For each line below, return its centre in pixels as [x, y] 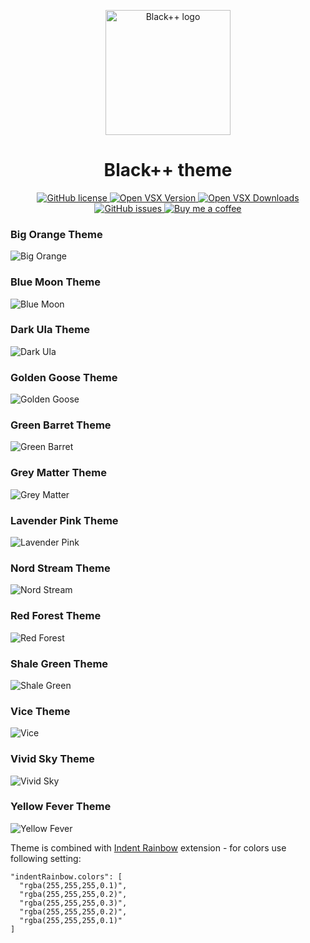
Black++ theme [168, 170]
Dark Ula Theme [50, 330]
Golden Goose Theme [64, 377]
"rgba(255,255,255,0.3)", [73, 903]
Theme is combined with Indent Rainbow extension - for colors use [148, 847]
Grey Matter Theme [58, 473]
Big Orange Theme [56, 234]
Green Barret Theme [61, 425]
